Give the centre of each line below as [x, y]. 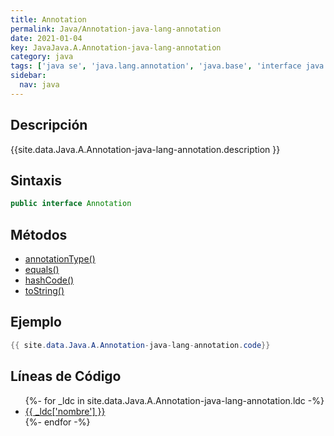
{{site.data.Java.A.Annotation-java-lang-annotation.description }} [145, 149]
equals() [42, 270]
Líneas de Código [66, 376]
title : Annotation [48, 19]
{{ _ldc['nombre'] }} [65, 411]
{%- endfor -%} [57, 422]
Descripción [49, 125]
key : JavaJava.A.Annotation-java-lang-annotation [116, 47]
